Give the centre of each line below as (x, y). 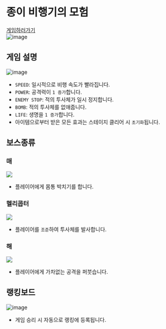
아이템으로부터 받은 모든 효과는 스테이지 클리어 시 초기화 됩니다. (87, 122)
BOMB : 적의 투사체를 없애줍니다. (51, 107)
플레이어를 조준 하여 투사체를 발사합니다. (61, 229)
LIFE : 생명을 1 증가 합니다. (45, 114)
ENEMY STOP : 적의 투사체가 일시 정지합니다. (64, 99)
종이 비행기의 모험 (47, 12)
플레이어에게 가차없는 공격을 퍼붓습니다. (61, 272)
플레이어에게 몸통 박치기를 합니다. (54, 187)
